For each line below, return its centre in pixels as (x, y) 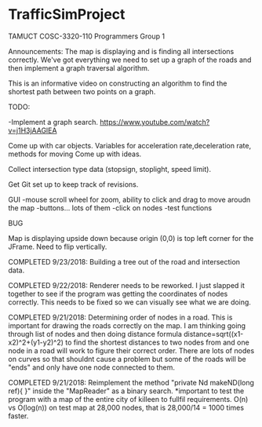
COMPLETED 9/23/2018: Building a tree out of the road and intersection (124, 261)
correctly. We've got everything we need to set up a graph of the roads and (130, 60)
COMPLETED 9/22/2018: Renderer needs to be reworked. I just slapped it (127, 285)
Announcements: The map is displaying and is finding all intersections (121, 51)
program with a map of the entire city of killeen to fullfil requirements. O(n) (128, 399)
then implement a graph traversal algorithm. (79, 68)
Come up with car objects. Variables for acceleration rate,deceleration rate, (130, 145)
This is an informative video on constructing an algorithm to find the (118, 83)
